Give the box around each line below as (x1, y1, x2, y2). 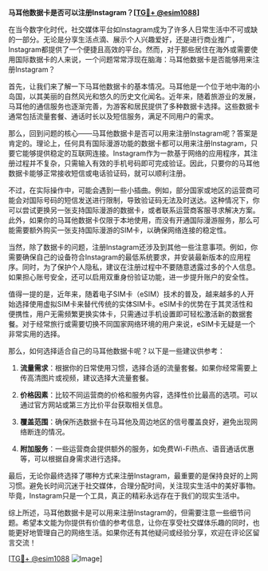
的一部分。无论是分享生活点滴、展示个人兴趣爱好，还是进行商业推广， (8, 35, 239, 44)
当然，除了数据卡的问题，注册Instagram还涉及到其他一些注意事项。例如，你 (8, 243, 258, 252)
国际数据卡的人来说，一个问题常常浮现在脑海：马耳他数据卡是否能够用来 (14, 55, 253, 64)
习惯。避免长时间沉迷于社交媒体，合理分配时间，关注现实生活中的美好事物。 (8, 481, 260, 490)
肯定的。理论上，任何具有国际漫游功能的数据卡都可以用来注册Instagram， (8, 139, 251, 148)
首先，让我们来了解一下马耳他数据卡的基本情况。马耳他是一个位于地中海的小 (8, 81, 260, 91)
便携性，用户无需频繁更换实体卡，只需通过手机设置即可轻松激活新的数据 (8, 309, 246, 319)
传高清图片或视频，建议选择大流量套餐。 (19, 373, 153, 383)
